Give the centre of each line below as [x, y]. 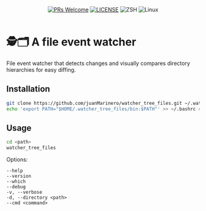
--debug [16, 187]
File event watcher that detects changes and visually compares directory [98, 63]
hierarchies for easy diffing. [41, 69]
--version [19, 176]
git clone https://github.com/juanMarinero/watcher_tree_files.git [94, 103]
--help [15, 171]
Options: [17, 159]
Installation [28, 89]
